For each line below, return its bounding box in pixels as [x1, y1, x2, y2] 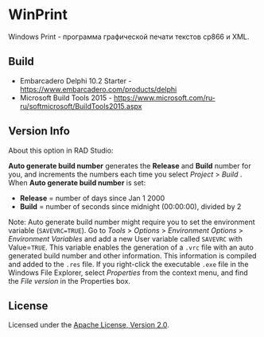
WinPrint [8, 6, 68, 24]
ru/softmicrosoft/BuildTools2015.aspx [19, 101, 142, 110]
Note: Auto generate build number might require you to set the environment [8, 217, 256, 227]
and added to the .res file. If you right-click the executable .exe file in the [8, 259, 249, 269]
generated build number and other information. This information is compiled [8, 250, 257, 260]
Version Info [8, 125, 70, 138]
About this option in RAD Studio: [8, 145, 114, 155]
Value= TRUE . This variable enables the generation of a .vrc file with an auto [8, 242, 254, 252]
